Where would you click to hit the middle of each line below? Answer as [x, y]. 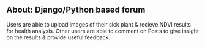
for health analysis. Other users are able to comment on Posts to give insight [102, 31]
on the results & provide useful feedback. [58, 37]
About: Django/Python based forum [76, 10]
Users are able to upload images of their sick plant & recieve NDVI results [99, 24]
